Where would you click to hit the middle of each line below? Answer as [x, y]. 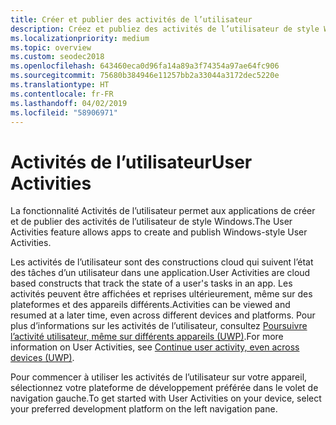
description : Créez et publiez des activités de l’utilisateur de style [165, 29]
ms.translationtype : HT [60, 85]
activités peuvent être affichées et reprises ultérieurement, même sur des [161, 294]
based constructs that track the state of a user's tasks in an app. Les [151, 283]
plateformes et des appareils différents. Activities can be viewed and [150, 305]
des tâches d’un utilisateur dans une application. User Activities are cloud [160, 273]
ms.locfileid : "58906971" [64, 112]
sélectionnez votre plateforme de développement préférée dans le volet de [164, 388]
